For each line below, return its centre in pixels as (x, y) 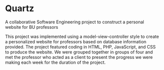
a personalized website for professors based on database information (76, 41)
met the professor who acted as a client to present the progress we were (79, 57)
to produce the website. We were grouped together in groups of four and (79, 52)
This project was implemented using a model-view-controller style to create (82, 36)
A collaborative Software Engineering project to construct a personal (75, 22)
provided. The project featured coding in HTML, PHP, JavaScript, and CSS (81, 47)
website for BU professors (32, 27)
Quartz (20, 9)
